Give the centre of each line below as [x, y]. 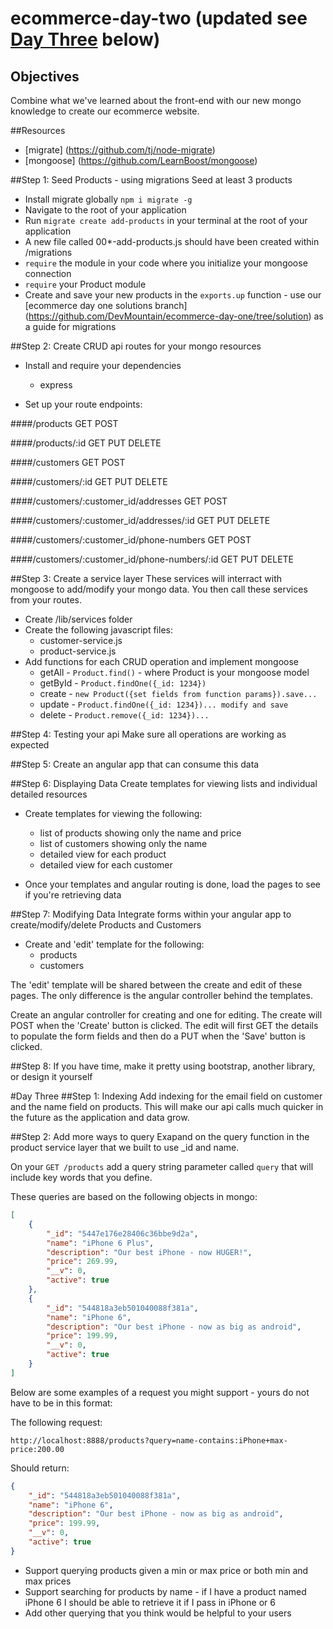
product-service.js [78, 651]
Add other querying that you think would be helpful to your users [158, 1613]
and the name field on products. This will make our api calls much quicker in [167, 1106]
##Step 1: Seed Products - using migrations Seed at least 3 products [151, 180]
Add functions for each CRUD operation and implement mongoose [162, 661]
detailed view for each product [103, 854]
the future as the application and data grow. [100, 1117]
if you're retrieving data [73, 895]
